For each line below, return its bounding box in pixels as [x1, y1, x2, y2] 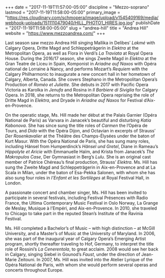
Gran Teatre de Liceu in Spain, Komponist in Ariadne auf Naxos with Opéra [5, 61, 157, 66]
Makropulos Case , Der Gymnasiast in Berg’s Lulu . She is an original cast [5, 154, 151, 159]
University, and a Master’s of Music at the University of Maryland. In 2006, [5, 231, 156, 236]
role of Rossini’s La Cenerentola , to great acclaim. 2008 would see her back [5, 246, 159, 252]
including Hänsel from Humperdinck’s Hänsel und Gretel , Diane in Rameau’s [5, 144, 159, 149]
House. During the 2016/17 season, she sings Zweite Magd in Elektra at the [5, 56, 157, 61]
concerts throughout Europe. [5, 267, 64, 273]
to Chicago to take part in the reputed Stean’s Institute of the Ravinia [5, 211, 143, 216]
